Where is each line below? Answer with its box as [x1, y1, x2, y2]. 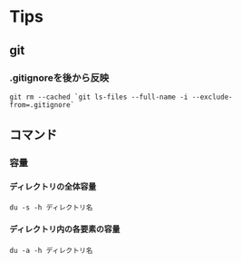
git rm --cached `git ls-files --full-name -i [9, 93, 188, 102]
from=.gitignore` [9, 100, 75, 110]
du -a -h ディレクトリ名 [9, 246, 93, 255]
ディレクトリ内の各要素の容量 [9, 223, 120, 234]
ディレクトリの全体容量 [9, 180, 97, 191]
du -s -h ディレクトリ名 [9, 203, 93, 212]
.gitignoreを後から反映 [9, 71, 110, 83]
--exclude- [191, 93, 233, 102]
